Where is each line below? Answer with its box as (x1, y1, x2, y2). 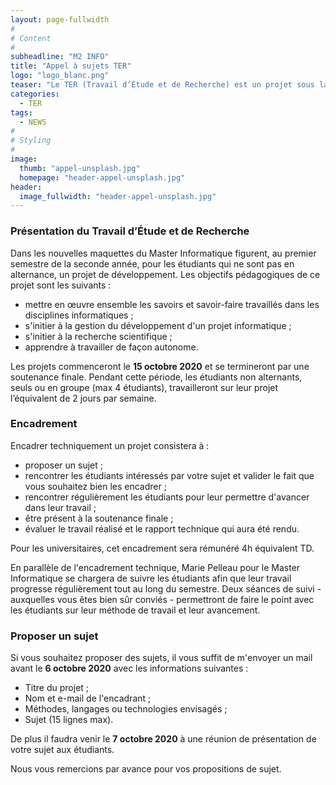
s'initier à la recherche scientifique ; (24, 330, 173, 342)
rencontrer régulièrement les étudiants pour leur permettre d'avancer (24, 491, 310, 503)
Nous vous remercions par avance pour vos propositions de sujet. (10, 763, 282, 775)
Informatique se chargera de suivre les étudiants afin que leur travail (10, 572, 292, 584)
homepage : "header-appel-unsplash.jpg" (19, 172, 186, 183)
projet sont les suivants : (10, 279, 112, 291)
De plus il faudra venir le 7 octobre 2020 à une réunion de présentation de (10, 733, 317, 745)
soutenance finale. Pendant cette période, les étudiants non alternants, (10, 371, 303, 383)
